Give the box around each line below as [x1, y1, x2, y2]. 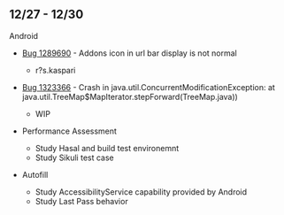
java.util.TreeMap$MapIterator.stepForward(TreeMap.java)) [21, 91, 239, 102]
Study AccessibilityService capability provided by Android [35, 186, 248, 197]
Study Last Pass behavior [35, 196, 128, 206]
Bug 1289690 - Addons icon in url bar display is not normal [21, 48, 237, 58]
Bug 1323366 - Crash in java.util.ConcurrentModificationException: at [21, 81, 276, 92]
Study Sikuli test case [35, 152, 114, 163]
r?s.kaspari [35, 65, 76, 75]
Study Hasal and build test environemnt [35, 142, 180, 153]
